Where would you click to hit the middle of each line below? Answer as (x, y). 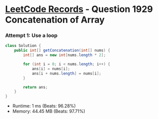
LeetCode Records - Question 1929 (79, 9)
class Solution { (23, 46)
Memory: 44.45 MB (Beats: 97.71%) (49, 111)
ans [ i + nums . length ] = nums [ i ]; (66, 73)
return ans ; (36, 87)
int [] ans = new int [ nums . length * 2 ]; (65, 55)
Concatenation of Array (55, 20)
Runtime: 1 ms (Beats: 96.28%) (44, 106)
